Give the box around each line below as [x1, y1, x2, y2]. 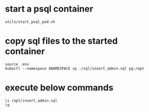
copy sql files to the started [5, 35, 118, 47]
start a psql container [5, 3, 94, 15]
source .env [5, 62, 29, 66]
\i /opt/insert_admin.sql [5, 98, 57, 103]
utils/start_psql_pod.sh [5, 19, 55, 24]
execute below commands [5, 82, 114, 93]
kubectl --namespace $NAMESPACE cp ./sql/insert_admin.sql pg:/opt [5, 66, 145, 71]
